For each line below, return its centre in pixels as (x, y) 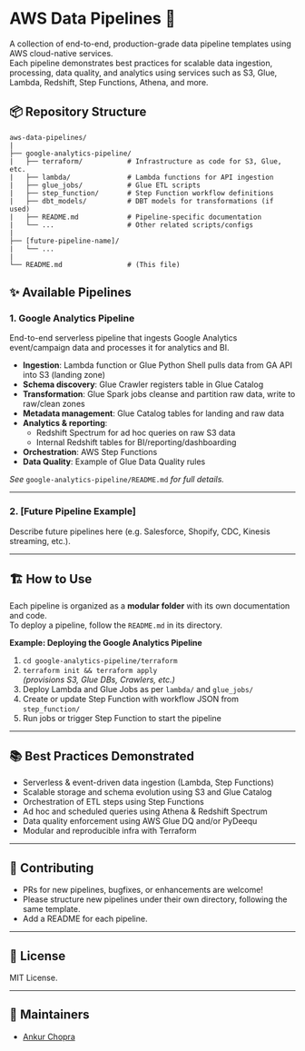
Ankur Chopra (49, 1036)
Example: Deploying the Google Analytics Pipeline (106, 642)
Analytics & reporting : (65, 423)
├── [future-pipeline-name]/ (64, 241)
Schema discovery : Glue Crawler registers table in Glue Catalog (143, 384)
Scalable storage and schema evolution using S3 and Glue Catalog (147, 792)
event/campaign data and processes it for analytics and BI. (119, 348)
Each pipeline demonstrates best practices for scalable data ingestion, (141, 63)
